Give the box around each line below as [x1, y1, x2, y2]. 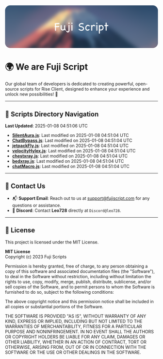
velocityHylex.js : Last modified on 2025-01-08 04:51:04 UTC [12, 148, 136, 154]
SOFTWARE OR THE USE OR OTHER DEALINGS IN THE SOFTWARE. [5, 349, 141, 355]
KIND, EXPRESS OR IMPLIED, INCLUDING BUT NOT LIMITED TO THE [5, 318, 143, 324]
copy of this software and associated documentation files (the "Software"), [5, 268, 155, 274]
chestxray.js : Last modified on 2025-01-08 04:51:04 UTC [12, 153, 128, 159]
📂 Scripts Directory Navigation [5, 110, 99, 118]
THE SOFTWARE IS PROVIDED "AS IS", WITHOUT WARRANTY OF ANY [5, 313, 147, 319]
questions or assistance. [12, 202, 62, 208]
